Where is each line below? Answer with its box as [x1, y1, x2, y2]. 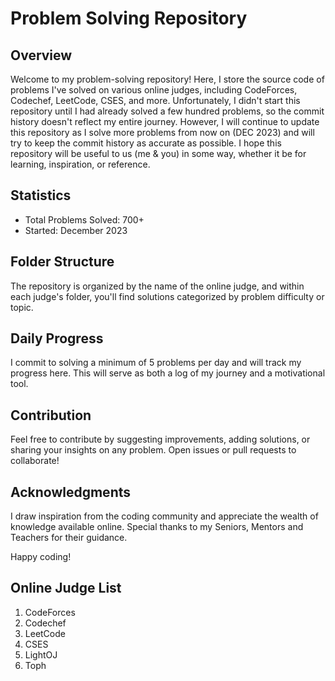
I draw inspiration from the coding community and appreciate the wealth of [10, 510, 319, 522]
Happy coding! [10, 551, 72, 563]
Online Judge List [10, 580, 122, 597]
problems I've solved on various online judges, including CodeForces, [10, 84, 298, 96]
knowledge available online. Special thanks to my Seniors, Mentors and [10, 521, 304, 533]
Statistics [10, 187, 72, 204]
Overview [10, 47, 73, 64]
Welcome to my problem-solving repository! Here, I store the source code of [10, 73, 325, 85]
